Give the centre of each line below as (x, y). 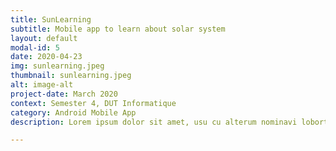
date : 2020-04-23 (46, 57)
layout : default (44, 38)
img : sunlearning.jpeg (57, 66)
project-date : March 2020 (64, 94)
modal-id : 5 (35, 47)
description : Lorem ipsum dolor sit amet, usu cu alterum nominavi (154, 122)
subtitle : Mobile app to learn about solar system (118, 29)
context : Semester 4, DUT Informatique (93, 103)
